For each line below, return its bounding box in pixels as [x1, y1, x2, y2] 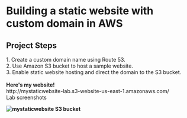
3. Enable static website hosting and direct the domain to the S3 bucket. [6, 69, 182, 75]
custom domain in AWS [6, 17, 123, 30]
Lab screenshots [6, 94, 47, 101]
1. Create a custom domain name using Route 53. [6, 56, 125, 63]
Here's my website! [6, 81, 55, 88]
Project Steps [6, 40, 57, 50]
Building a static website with [6, 4, 154, 18]
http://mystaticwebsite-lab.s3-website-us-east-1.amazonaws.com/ [6, 88, 170, 94]
